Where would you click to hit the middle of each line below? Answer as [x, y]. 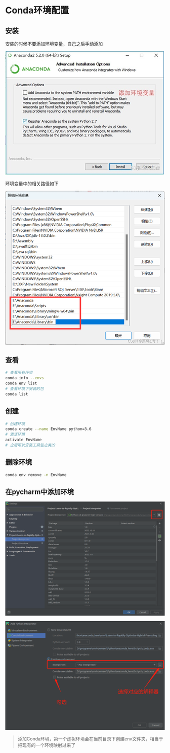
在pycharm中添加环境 [40, 492]
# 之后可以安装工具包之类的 [30, 445]
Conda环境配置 [37, 10]
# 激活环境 [15, 435]
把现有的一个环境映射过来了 [47, 745]
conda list [17, 394]
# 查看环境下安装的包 [25, 388]
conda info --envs [25, 378]
